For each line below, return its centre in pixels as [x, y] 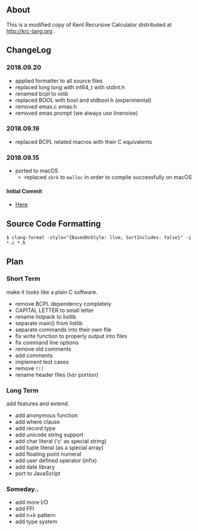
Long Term [22, 390]
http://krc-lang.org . [31, 31]
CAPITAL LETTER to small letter [54, 310]
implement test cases [42, 362]
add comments [34, 355]
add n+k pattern [35, 515]
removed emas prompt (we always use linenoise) [77, 113]
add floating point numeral [48, 454]
